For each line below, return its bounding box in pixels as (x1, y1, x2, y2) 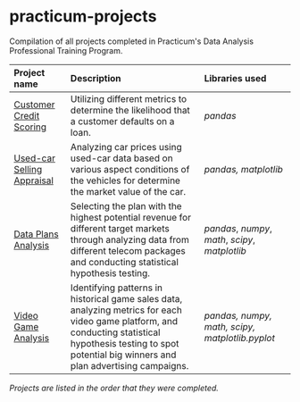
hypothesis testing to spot (70, 337, 179, 349)
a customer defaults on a (70, 114, 175, 127)
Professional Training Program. (9, 45, 123, 55)
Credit (13, 109, 40, 121)
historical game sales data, (70, 292, 183, 305)
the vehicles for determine (70, 174, 181, 187)
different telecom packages (70, 244, 186, 256)
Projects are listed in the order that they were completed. (9, 382, 219, 393)
